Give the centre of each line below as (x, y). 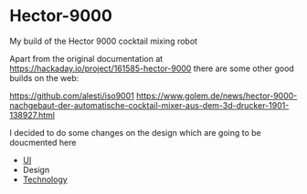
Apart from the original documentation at (86, 58)
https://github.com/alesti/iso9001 (72, 96)
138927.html (32, 115)
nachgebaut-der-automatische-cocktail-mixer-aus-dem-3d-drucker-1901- (149, 105)
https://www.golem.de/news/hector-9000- (217, 96)
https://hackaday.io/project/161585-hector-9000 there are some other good (152, 68)
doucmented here (43, 142)
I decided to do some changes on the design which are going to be (136, 132)
